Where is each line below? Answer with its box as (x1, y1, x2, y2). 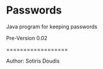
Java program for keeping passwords (6, 23, 98, 30)
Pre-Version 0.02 (6, 34, 48, 41)
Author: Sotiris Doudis (6, 57, 60, 64)
